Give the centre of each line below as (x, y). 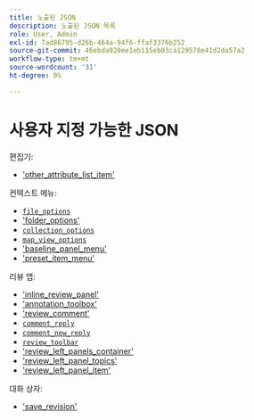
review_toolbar (50, 342)
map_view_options (54, 240)
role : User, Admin (43, 34)
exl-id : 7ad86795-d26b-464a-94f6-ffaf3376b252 (97, 42)
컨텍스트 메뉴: (33, 193)
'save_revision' (49, 406)
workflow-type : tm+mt (49, 59)
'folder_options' (51, 220)
